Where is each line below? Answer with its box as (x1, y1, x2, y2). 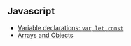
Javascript (7, 5, 55, 17)
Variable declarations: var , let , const (17, 23, 124, 32)
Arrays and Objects (17, 31, 74, 39)
